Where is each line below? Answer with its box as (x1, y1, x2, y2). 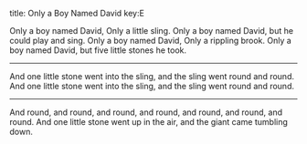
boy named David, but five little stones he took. (9, 45, 187, 56)
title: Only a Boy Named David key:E (9, 8, 144, 18)
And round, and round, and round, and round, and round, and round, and (9, 107, 283, 118)
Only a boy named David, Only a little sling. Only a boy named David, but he (9, 26, 294, 36)
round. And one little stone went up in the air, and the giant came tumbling (9, 117, 288, 127)
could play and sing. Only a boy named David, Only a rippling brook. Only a (9, 36, 292, 46)
